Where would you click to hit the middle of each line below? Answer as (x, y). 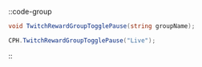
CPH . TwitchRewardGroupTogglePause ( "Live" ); (82, 40)
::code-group (30, 12)
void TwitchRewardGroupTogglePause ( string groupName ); (102, 26)
